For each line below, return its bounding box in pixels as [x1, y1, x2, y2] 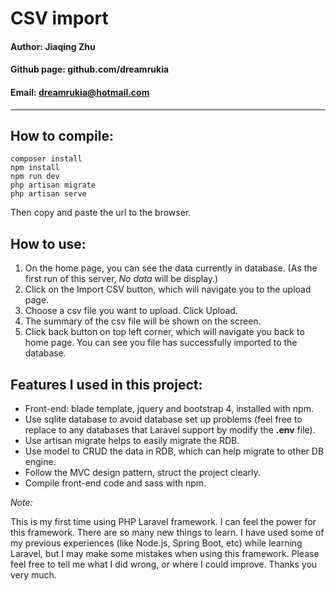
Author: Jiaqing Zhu [10, 40, 96, 52]
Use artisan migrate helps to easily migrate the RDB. [24, 435, 240, 447]
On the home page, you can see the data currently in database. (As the [24, 262, 318, 274]
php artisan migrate [10, 180, 97, 191]
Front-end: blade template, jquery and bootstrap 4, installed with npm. [24, 403, 314, 415]
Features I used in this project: [10, 376, 203, 393]
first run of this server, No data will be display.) [24, 273, 219, 285]
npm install [10, 163, 60, 173]
